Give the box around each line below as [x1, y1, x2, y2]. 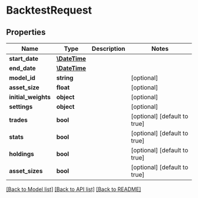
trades [9, 116, 28, 124]
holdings [9, 150, 34, 158]
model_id [9, 74, 35, 82]
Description [91, 45, 126, 53]
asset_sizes [9, 167, 43, 175]
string [56, 74, 74, 82]
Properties [6, 27, 46, 37]
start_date [9, 54, 39, 63]
